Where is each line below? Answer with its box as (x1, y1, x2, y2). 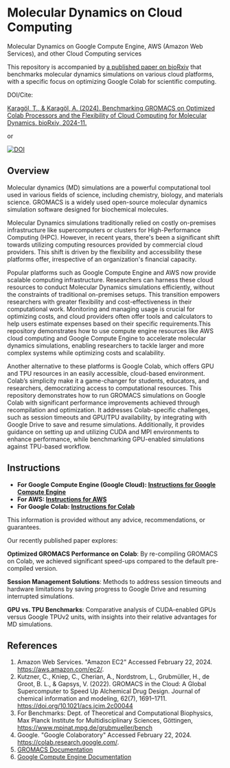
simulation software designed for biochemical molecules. (7, 205, 169, 214)
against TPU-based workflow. (7, 442, 91, 451)
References (7, 640, 58, 651)
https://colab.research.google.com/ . (16, 738, 119, 747)
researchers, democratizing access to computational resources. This (7, 383, 202, 392)
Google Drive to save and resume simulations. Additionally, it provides (7, 420, 205, 429)
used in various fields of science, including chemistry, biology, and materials (7, 190, 223, 199)
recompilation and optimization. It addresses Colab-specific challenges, (7, 405, 211, 414)
